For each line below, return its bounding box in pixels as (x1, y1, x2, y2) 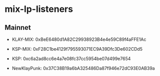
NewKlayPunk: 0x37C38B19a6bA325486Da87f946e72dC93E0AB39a (11, 66, 155, 71)
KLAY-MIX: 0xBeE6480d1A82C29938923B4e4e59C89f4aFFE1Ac (11, 36, 147, 42)
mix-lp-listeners (4, 3, 73, 15)
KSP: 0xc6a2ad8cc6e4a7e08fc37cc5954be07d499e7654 (11, 56, 131, 62)
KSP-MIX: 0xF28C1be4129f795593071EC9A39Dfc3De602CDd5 (11, 46, 143, 52)
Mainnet (4, 23, 31, 32)
